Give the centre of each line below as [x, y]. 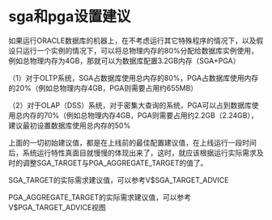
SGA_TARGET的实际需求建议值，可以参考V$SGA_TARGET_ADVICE [119, 180]
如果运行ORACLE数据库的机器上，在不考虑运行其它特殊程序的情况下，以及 [132, 40]
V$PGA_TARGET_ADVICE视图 [57, 207]
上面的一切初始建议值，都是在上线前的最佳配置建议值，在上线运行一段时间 [132, 142]
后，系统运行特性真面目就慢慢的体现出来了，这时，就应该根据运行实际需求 [132, 152]
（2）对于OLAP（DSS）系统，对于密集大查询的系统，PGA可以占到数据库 [130, 105]
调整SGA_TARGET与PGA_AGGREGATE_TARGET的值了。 [115, 163]
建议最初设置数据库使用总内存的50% [70, 125]
